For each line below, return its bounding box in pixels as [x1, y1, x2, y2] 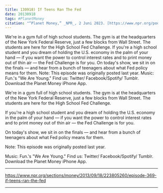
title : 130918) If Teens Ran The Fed [5, 7, 81, 12]
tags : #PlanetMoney [5, 16, 45, 21]
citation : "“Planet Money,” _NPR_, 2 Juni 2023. [5, 20, 105, 26]
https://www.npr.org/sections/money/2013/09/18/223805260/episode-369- [5, 173, 157, 178]
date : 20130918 [5, 12, 36, 17]
